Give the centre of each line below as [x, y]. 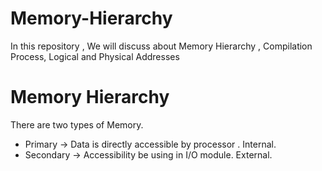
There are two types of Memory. [77, 124]
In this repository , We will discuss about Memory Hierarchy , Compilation [161, 46]
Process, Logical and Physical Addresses [95, 56]
